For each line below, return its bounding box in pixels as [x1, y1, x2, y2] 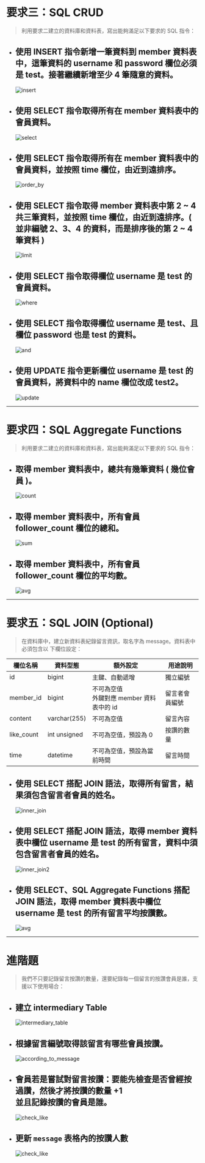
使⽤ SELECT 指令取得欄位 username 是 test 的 [15, 271, 192, 281]
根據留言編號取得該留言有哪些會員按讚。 [15, 1038, 168, 1048]
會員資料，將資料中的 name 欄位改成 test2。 [15, 377, 184, 388]
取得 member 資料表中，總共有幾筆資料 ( [15, 464, 169, 474]
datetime [48, 751, 73, 759]
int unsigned [48, 730, 84, 738]
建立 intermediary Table [15, 1002, 107, 1013]
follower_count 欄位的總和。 [15, 523, 124, 533]
